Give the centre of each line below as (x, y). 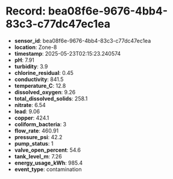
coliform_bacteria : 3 (40, 124)
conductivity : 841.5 (39, 79)
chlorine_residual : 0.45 (44, 73)
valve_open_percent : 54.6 (48, 150)
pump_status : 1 (34, 143)
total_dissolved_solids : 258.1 (51, 99)
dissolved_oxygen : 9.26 (45, 92)
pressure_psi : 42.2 (38, 137)
